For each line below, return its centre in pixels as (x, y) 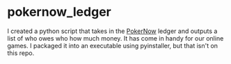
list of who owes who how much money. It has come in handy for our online (115, 38)
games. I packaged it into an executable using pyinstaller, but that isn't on (112, 45)
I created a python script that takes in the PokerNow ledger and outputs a (112, 31)
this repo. (21, 53)
